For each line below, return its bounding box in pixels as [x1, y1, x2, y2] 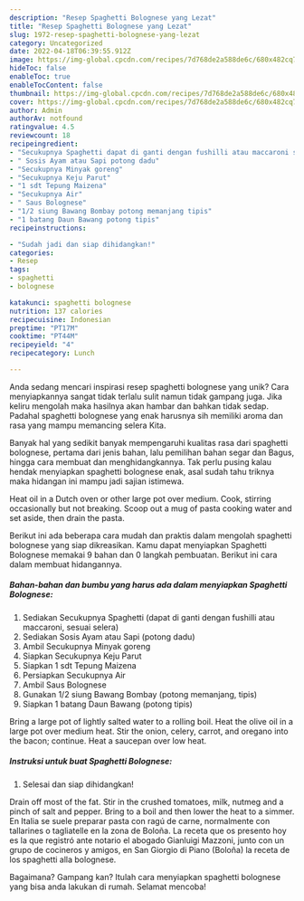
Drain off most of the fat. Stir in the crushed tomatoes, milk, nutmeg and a [9, 796, 284, 807]
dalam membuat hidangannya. [9, 558, 122, 570]
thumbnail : [9, 89, 51, 98]
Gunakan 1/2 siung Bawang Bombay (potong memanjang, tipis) [22, 688, 258, 699]
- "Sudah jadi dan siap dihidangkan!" [9, 240, 156, 249]
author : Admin [9, 106, 63, 115]
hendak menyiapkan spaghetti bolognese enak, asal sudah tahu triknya [9, 466, 274, 477]
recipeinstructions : [9, 223, 88, 232]
